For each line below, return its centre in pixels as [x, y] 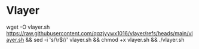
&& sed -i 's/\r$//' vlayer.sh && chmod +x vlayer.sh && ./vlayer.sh [105, 39]
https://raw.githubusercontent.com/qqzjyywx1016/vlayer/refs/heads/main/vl [99, 33]
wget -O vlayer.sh [28, 27]
